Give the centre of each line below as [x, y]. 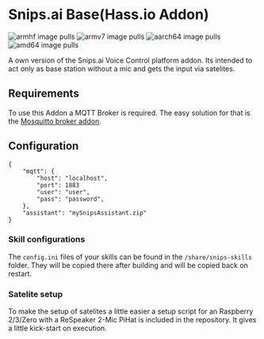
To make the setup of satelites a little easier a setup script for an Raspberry [131, 311]
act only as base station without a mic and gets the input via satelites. [122, 68]
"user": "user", [63, 192]
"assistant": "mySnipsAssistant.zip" [85, 213]
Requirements [44, 94]
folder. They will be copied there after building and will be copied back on [128, 265]
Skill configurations [47, 239]
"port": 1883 [58, 185]
